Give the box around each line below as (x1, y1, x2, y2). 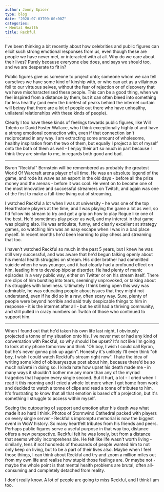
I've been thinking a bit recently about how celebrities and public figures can (5, 44, 159, 49)
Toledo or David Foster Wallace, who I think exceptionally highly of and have (5, 125, 159, 130)
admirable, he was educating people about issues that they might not (5, 288, 144, 294)
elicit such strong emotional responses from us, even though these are (5, 48, 147, 54)
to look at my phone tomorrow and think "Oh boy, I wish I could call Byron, (5, 344, 155, 349)
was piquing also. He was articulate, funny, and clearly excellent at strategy (5, 221, 157, 227)
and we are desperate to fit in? (5, 64, 67, 70)
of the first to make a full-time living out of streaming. (5, 191, 112, 196)
